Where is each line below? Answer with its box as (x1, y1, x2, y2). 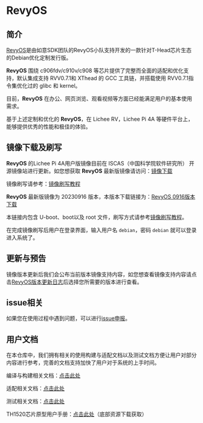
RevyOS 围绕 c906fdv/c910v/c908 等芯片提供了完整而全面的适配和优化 (6, 67, 184, 74)
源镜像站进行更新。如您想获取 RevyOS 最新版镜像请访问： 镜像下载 (6, 167, 173, 175)
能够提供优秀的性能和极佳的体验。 (6, 123, 91, 130)
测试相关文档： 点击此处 (6, 398, 65, 405)
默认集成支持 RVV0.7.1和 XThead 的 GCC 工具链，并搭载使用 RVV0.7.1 (16, 75, 188, 82)
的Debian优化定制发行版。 (6, 54, 72, 61)
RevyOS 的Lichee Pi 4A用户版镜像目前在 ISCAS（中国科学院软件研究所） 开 (6, 159, 195, 167)
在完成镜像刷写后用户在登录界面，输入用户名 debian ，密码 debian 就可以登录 (6, 226, 197, 233)
